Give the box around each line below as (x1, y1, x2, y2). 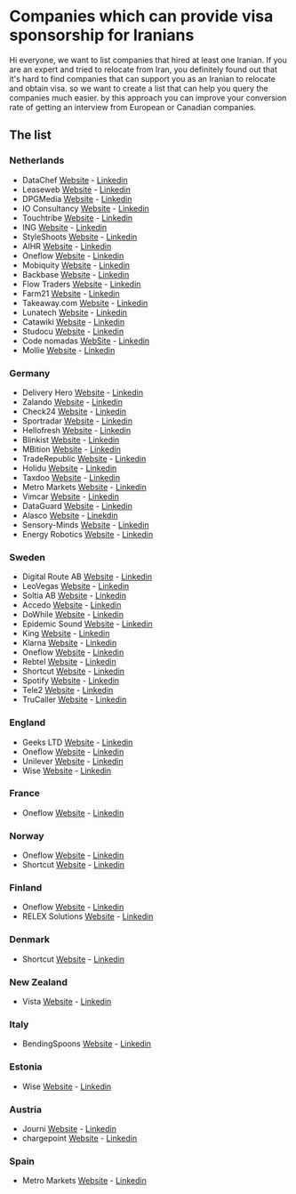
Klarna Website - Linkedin (21, 638, 117, 649)
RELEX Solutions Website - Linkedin (21, 911, 154, 922)
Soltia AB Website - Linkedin (21, 590, 127, 601)
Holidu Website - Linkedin (21, 463, 117, 473)
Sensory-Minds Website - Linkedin (21, 519, 149, 530)
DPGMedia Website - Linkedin (21, 193, 132, 204)
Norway (9, 829, 44, 842)
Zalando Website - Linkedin (21, 396, 123, 407)
